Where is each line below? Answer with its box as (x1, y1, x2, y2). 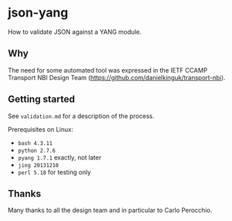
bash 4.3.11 (17, 140, 53, 146)
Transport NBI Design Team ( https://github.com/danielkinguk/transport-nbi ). (8, 73, 226, 81)
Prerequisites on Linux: (8, 125, 73, 133)
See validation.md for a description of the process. (8, 112, 154, 120)
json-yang (8, 5, 69, 21)
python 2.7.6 (17, 147, 56, 154)
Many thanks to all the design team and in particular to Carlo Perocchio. (8, 206, 213, 215)
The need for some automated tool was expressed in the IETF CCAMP (8, 66, 208, 74)
